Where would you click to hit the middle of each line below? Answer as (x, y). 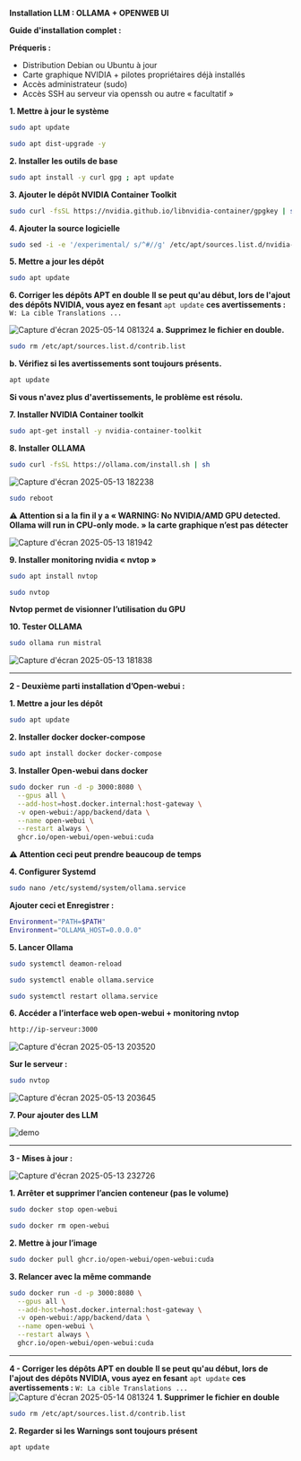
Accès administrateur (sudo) (75, 84)
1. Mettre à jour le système (59, 111)
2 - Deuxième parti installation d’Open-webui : (97, 687)
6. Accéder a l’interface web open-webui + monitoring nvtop (125, 1013)
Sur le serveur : (39, 1064)
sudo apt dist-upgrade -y (57, 144)
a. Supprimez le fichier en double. (220, 330)
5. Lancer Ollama (41, 947)
